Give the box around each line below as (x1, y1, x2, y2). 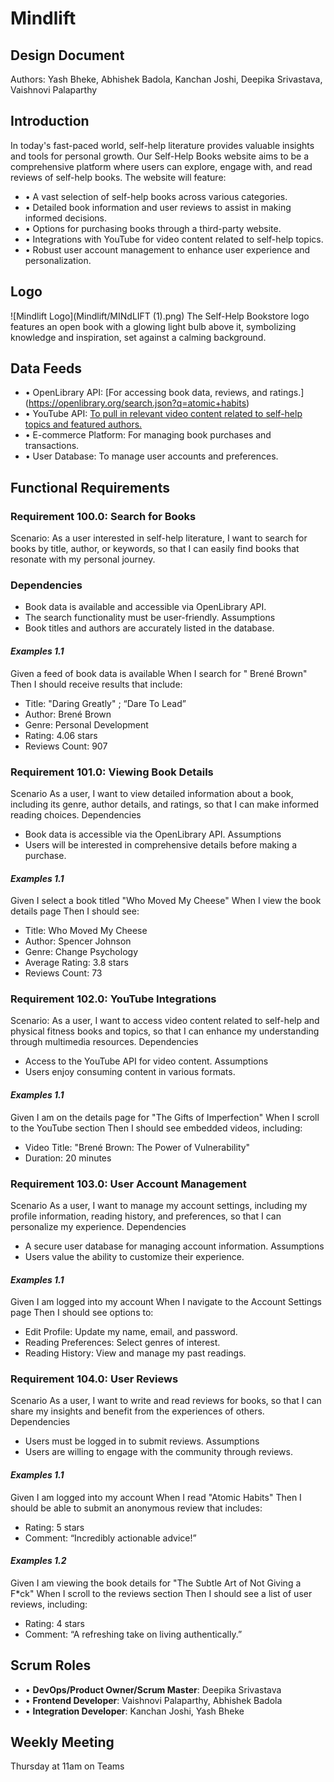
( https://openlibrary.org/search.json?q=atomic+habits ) (24, 397, 250, 409)
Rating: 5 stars (24, 1521, 85, 1533)
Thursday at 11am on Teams (10, 1760, 125, 1772)
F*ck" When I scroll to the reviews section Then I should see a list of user (10, 1587, 313, 1599)
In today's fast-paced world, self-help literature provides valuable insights (10, 139, 315, 151)
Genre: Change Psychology (24, 946, 139, 958)
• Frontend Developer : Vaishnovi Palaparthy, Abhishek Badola (24, 1694, 283, 1706)
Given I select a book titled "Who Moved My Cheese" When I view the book (10, 895, 322, 907)
